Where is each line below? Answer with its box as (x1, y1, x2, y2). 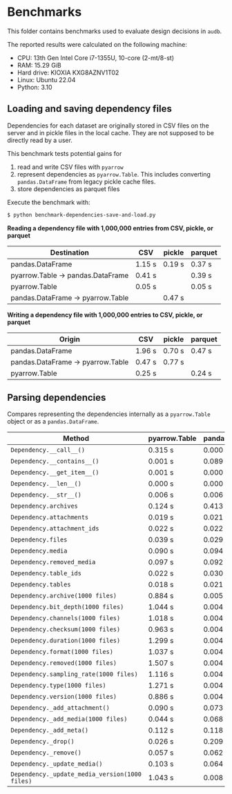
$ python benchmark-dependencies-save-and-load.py (7, 211, 156, 218)
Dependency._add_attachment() (10, 704, 110, 712)
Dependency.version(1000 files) (10, 693, 117, 701)
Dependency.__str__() (10, 491, 81, 499)
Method (63, 434, 90, 444)
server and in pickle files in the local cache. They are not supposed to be (7, 128, 214, 137)
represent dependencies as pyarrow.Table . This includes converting (17, 170, 211, 178)
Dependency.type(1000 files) (10, 682, 106, 690)
